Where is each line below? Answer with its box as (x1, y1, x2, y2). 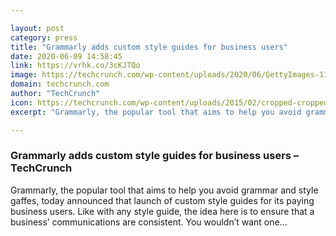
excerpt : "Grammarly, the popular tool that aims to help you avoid (10, 107, 302, 117)
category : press (10, 32, 78, 43)
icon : (10, 97, 33, 108)
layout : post (10, 23, 65, 33)
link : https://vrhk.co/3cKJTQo (10, 61, 141, 71)
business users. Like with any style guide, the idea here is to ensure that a (10, 205, 315, 217)
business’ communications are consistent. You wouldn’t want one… (10, 216, 288, 228)
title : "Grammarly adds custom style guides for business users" (10, 42, 288, 52)
